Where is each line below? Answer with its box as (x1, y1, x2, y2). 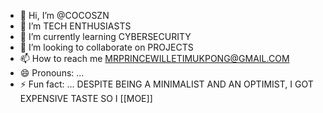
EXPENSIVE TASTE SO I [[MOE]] (19, 93, 153, 104)
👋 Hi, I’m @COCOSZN (19, 10, 110, 21)
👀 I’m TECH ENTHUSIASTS (19, 20, 132, 32)
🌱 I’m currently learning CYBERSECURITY (19, 31, 192, 42)
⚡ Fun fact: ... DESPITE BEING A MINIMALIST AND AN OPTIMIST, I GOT (19, 78, 314, 90)
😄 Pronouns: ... (19, 67, 85, 79)
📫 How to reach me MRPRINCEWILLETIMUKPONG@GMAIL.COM (19, 53, 290, 64)
